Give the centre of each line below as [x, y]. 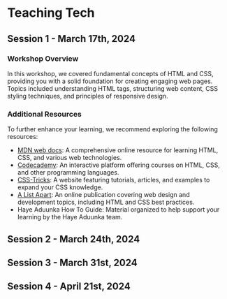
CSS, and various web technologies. [69, 158]
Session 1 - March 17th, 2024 [72, 39]
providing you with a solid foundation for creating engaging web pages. [110, 81]
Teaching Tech [51, 13]
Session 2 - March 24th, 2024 [74, 239]
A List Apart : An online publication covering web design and [103, 195]
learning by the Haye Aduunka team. [70, 217]
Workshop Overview [43, 59]
